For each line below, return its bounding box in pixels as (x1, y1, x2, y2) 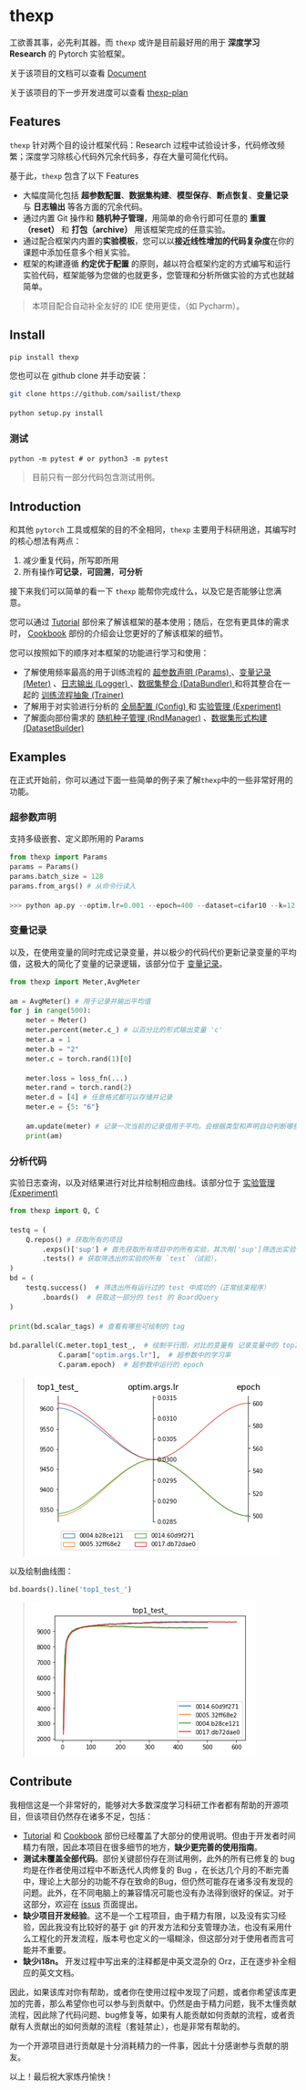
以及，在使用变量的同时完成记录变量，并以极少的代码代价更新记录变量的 (9, 946, 280, 957)
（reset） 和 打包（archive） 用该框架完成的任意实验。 (22, 224, 230, 235)
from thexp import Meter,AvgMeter (9, 977, 141, 987)
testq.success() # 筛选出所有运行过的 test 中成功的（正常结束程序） (25, 1283, 270, 1292)
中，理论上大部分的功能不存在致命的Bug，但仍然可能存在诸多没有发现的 (22, 1876, 293, 1886)
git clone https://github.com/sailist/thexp (9, 390, 181, 399)
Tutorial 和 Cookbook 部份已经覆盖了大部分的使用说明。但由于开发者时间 (22, 1830, 296, 1841)
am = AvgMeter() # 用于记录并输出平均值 (9, 997, 151, 1006)
